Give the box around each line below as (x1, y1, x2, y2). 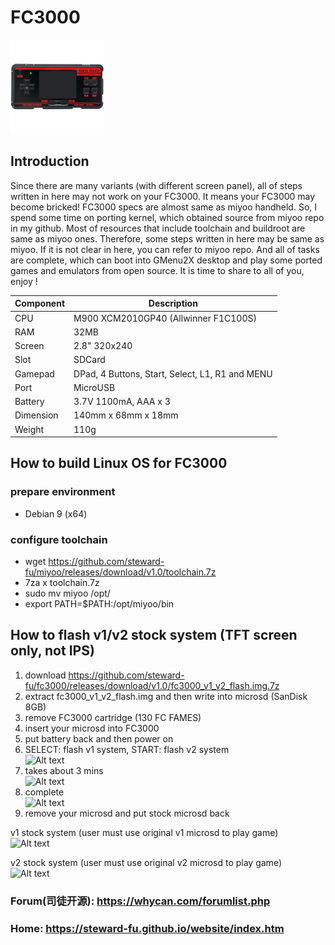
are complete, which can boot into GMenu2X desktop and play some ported (10, 254, 323, 266)
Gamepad (14, 367, 55, 380)
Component (14, 297, 66, 310)
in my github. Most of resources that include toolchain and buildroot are (10, 222, 306, 234)
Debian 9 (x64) (24, 507, 88, 520)
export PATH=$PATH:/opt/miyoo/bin (24, 597, 175, 610)
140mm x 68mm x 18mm (73, 409, 179, 421)
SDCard (73, 354, 106, 366)
